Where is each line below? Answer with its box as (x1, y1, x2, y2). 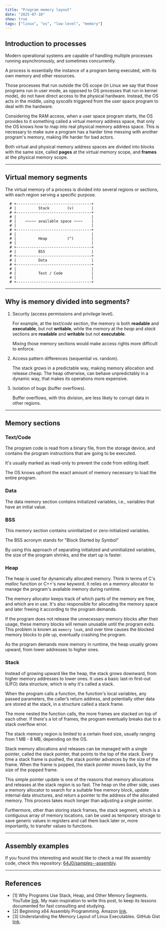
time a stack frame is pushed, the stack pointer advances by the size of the (5, 756, 159, 762)
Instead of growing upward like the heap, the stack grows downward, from (5, 670, 157, 676)
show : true (5, 16, 28, 21)
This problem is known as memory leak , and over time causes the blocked (5, 626, 154, 632)
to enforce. (12, 346, 35, 352)
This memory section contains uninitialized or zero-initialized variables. (5, 527, 150, 533)
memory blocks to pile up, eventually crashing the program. (5, 632, 127, 638)
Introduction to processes (5, 39, 86, 48)
